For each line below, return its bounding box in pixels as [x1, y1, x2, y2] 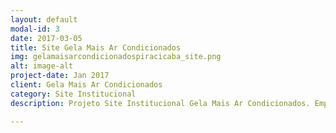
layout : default [10, 14, 78, 25]
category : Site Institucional [10, 89, 137, 99]
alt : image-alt [10, 61, 74, 71]
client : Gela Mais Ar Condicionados [10, 80, 163, 90]
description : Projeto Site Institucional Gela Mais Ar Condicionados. [10, 98, 311, 108]
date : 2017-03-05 [10, 33, 83, 43]
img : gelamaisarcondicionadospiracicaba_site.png [10, 52, 222, 62]
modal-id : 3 [10, 24, 60, 34]
